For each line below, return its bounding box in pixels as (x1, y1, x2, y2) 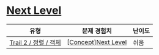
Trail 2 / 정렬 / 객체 (9, 38, 61, 47)
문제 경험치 (81, 27, 112, 35)
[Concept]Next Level (67, 37, 127, 46)
